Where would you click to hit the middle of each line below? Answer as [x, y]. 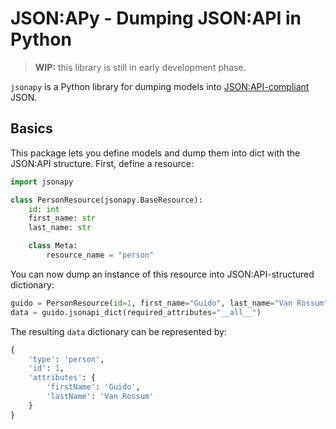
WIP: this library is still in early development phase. [140, 67]
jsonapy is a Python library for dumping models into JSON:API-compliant [160, 86]
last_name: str [60, 228]
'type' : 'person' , [66, 359]
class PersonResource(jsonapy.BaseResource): [106, 200]
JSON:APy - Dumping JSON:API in [156, 18]
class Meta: [53, 246]
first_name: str [62, 218]
